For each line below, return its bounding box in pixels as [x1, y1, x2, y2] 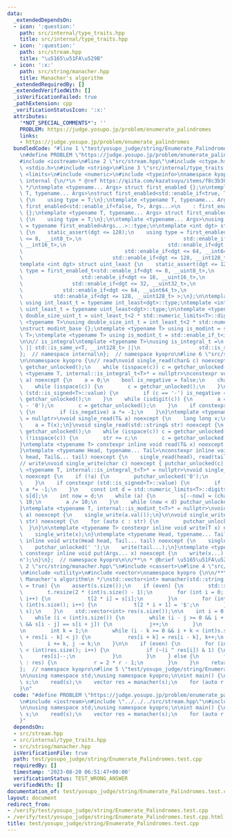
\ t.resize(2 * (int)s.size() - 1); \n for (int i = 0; [19, 588, 224, 595]
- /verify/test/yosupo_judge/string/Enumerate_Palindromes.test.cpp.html [7, 814, 224, 821]
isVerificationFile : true [13, 749, 88, 756]
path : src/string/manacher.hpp [19, 68, 110, 75]
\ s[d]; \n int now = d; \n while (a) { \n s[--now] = [19, 492, 212, 499]
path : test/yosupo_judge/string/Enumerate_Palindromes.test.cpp [13, 756, 202, 763]
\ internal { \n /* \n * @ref [19, 177, 97, 184]
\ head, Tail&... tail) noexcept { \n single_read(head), [19, 454, 196, 460]
